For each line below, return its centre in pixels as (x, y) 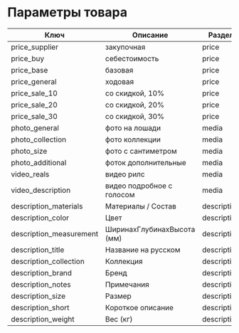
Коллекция (124, 261)
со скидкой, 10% (135, 93)
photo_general (35, 127)
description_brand (42, 273)
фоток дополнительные (146, 162)
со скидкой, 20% (135, 105)
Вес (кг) (119, 319)
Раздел (221, 35)
